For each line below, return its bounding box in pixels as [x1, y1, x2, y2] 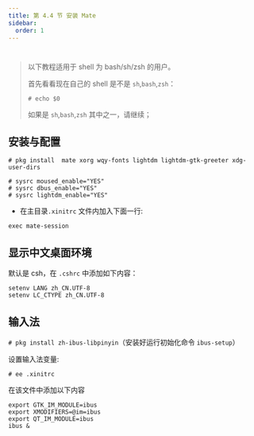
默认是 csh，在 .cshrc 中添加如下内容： [8, 268, 138, 278]
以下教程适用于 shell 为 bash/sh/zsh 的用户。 [27, 61, 175, 72]
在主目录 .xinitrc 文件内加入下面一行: [19, 206, 144, 216]
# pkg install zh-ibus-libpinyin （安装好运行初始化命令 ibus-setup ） [8, 337, 240, 347]
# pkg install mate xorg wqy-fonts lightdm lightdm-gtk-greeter [8, 157, 229, 165]
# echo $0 [27, 95, 61, 103]
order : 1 [15, 26, 44, 34]
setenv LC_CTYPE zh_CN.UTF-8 [8, 291, 105, 299]
